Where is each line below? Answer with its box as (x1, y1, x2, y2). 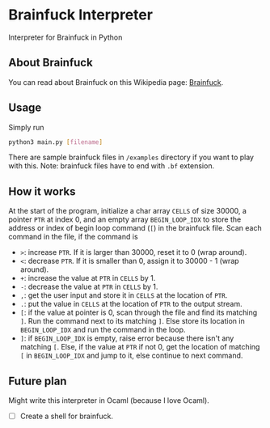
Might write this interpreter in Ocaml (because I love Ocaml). (8, 396, 210, 405)
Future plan (8, 374, 67, 388)
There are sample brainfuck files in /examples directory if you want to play (8, 152, 255, 163)
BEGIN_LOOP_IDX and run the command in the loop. (19, 325, 186, 335)
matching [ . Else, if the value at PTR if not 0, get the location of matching (19, 342, 260, 352)
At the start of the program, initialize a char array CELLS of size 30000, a (8, 206, 247, 216)
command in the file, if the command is (8, 232, 139, 242)
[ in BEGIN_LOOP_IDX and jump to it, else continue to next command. (19, 350, 243, 361)
